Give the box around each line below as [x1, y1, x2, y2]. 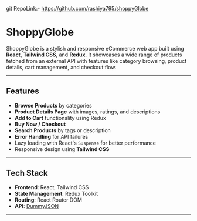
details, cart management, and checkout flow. [6, 63, 117, 71]
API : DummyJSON [14, 202, 59, 209]
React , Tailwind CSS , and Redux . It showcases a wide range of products [6, 51, 182, 58]
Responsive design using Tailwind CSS [14, 145, 110, 152]
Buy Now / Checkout [14, 120, 66, 128]
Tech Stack [6, 168, 48, 178]
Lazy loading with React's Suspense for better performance [14, 139, 157, 146]
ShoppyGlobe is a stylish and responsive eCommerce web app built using [6, 45, 185, 52]
